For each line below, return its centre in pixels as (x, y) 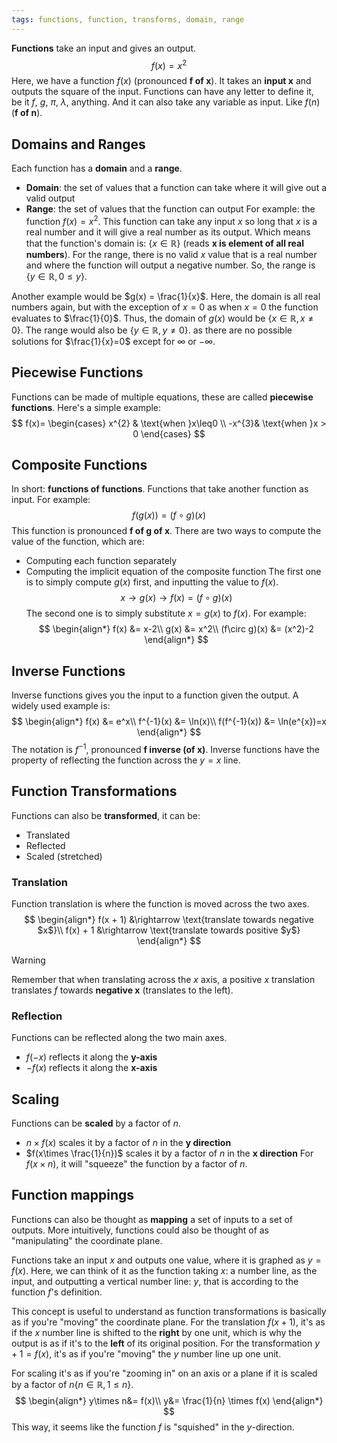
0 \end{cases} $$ (169, 433)
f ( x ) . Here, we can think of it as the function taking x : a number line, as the (164, 1270)
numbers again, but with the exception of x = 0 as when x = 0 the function (165, 307)
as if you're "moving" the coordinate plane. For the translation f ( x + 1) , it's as (168, 1322)
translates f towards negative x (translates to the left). (122, 990)
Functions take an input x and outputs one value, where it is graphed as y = (166, 1260)
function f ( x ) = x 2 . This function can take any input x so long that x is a (171, 220)
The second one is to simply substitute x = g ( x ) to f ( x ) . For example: (166, 613)
